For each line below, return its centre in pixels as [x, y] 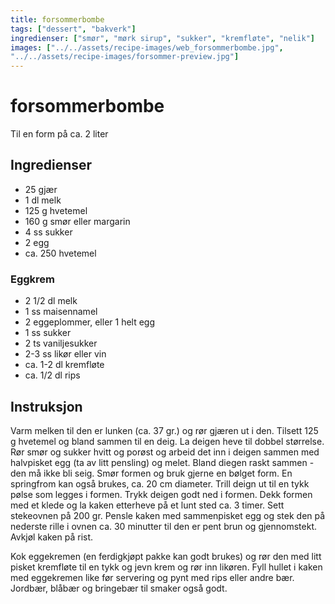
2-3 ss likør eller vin [65, 354]
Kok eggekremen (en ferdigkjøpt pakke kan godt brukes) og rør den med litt [166, 556]
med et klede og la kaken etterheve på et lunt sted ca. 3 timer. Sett [147, 505]
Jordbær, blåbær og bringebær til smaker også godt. [119, 588]
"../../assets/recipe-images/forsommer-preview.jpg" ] [125, 57]
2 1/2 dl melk [51, 301]
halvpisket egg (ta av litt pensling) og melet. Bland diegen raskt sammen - [162, 462]
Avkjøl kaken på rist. [52, 537]
